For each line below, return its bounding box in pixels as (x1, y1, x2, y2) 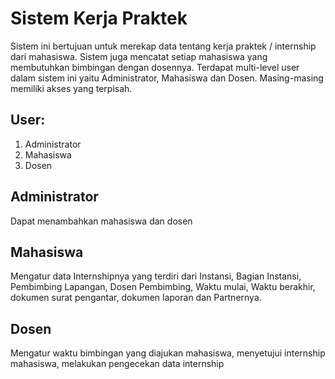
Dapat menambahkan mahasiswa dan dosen (10, 215, 193, 227)
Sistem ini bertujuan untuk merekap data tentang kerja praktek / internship (10, 40, 317, 52)
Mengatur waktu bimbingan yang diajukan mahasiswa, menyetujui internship (10, 347, 326, 359)
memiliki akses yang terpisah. (10, 82, 133, 94)
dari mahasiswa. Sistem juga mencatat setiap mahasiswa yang (10, 50, 268, 62)
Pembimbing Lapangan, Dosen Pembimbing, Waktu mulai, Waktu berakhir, (10, 281, 316, 293)
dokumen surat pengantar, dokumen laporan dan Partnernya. (10, 292, 262, 304)
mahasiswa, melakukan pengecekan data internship (10, 358, 225, 370)
